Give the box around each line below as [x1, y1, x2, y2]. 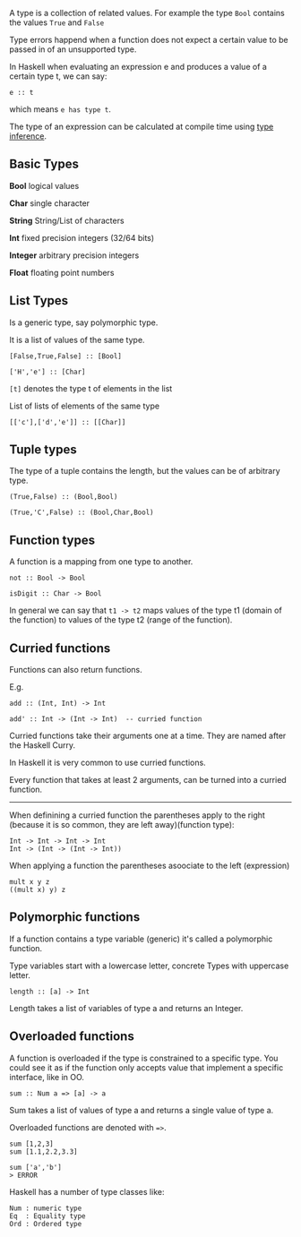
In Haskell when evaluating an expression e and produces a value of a [9, 62, 267, 72]
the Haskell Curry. [9, 740, 76, 751]
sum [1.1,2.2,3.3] [9, 1147, 78, 1156]
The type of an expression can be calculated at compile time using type [9, 121, 274, 132]
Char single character [9, 197, 90, 209]
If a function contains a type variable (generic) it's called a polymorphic [9, 933, 273, 944]
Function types [9, 532, 96, 547]
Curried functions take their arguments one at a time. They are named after [9, 730, 287, 742]
